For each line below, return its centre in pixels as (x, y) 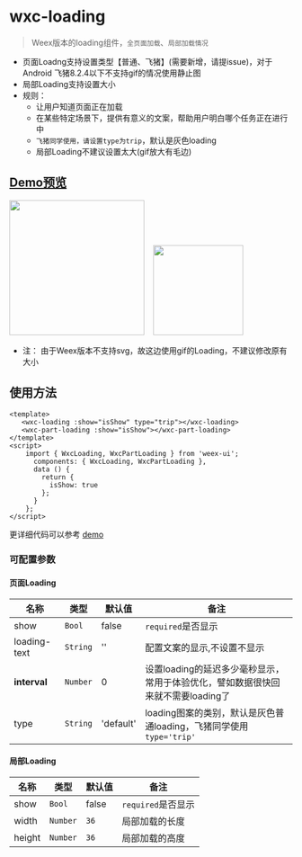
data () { (51, 469)
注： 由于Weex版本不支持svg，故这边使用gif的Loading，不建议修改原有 (155, 350)
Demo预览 (38, 183)
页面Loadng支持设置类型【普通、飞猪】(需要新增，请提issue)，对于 (147, 61)
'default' (119, 723)
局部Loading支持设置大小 (69, 84)
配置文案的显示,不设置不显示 (205, 647)
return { (58, 477)
